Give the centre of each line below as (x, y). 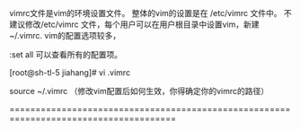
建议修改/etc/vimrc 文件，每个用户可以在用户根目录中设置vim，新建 (134, 24)
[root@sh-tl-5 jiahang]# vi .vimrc (70, 73)
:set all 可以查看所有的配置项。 (66, 55)
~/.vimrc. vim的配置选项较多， (65, 35)
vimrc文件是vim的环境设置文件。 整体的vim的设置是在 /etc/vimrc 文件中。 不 (150, 13)
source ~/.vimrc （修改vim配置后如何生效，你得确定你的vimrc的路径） (139, 91)
